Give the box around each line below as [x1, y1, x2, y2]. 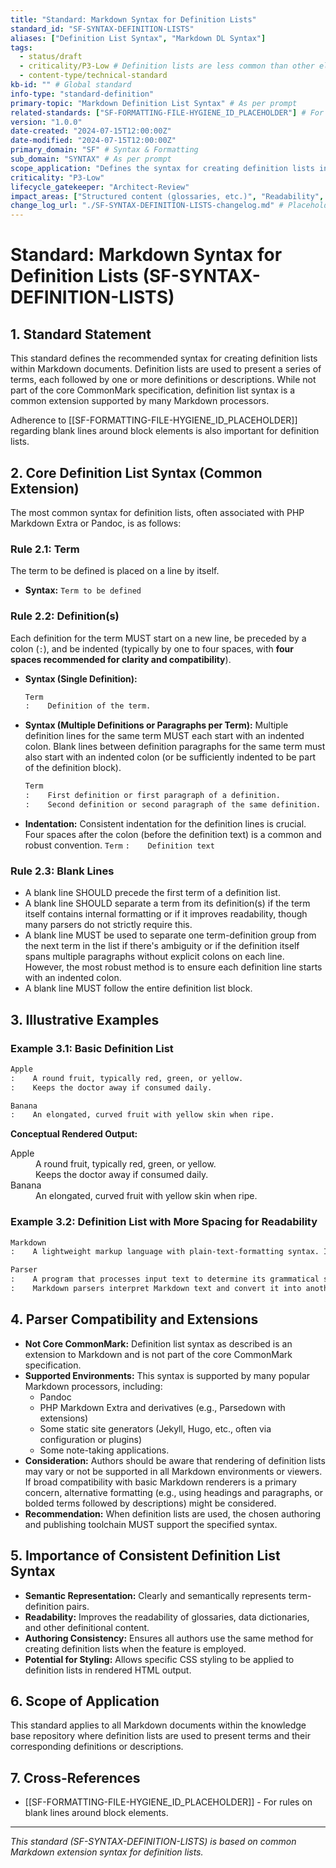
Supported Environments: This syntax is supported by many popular [24, 1369, 311, 1381]
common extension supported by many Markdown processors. [10, 395, 270, 407]
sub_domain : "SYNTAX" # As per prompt [10, 154, 172, 164]
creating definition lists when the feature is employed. [24, 1642, 247, 1655]
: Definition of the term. [24, 701, 152, 711]
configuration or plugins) [39, 1433, 142, 1445]
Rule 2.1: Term [10, 542, 80, 556]
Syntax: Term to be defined [24, 584, 142, 596]
